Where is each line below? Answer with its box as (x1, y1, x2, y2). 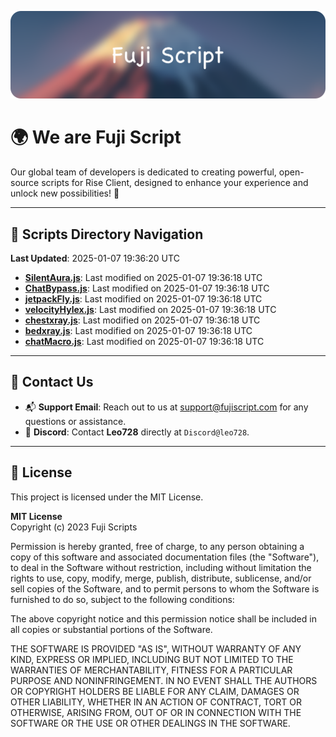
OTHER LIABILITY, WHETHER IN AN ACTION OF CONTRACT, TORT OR (10, 696, 302, 708)
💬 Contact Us (10, 374, 94, 391)
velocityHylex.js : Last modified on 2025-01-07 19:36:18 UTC (24, 304, 277, 316)
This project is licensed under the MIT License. (10, 491, 204, 503)
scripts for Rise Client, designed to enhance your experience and (41, 177, 309, 189)
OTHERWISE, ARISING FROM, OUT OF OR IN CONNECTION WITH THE (10, 706, 302, 718)
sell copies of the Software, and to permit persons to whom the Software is (10, 582, 320, 595)
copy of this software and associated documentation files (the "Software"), (10, 551, 320, 563)
